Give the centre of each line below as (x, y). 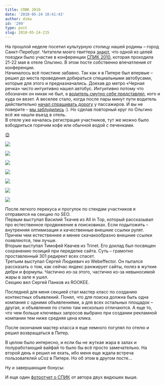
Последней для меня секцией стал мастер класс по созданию (71, 292)
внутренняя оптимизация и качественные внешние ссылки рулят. (75, 230)
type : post (16, 28)
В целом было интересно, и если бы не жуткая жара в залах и (71, 342)
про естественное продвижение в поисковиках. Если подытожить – (77, 225)
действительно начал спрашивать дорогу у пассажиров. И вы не (74, 104)
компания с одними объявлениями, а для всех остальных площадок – (79, 302)
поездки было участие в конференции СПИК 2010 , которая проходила (79, 57)
